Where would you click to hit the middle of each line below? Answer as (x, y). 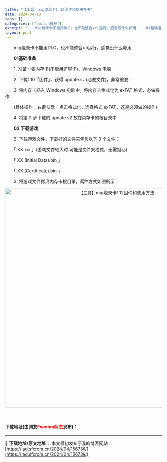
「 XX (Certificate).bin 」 (38, 171)
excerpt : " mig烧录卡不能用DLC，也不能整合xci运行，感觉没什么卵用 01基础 (82, 28)
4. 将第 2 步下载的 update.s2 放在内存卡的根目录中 (65, 118)
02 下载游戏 (26, 128)
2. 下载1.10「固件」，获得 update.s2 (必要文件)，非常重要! (72, 80)
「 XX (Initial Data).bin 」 (38, 160)
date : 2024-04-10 (23, 14)
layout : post (19, 33)
